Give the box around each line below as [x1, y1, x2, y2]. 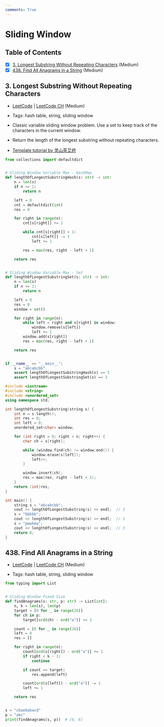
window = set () [14, 306, 46, 312]
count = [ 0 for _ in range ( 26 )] [14, 626, 81, 631]
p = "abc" [5, 712, 26, 718]
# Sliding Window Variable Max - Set [5, 270, 83, 275]
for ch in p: [14, 613, 41, 618]
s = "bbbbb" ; [14, 512, 41, 517]
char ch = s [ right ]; [23, 438, 65, 443]
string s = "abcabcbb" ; [14, 503, 63, 508]
